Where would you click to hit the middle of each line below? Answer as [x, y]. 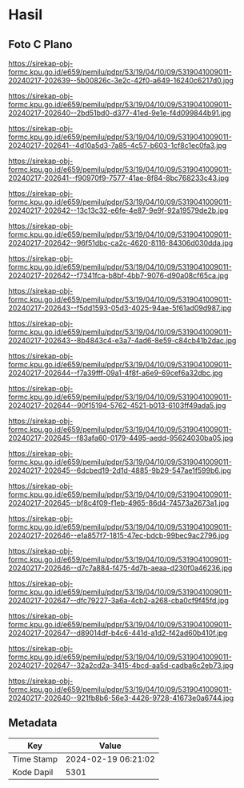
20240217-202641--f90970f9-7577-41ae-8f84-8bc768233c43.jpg [119, 178]
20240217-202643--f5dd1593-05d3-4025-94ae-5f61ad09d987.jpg [120, 308]
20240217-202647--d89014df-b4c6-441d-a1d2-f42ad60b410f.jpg [118, 633]
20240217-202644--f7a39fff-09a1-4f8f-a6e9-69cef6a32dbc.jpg [116, 373]
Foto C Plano [40, 44]
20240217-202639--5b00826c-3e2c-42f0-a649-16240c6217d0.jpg [121, 80]
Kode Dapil [33, 772]
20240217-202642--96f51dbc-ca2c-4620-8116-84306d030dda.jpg [121, 243]
